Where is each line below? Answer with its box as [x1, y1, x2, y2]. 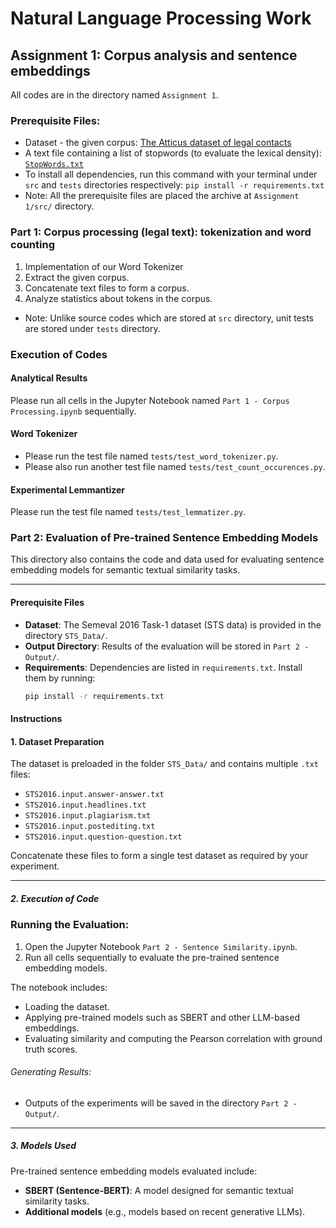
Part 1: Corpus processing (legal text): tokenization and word [10, 225, 312, 239]
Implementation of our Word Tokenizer [24, 260, 184, 272]
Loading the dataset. [24, 1000, 110, 1012]
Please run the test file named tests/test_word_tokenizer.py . [24, 450, 279, 462]
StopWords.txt [24, 160, 84, 170]
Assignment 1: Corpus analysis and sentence [10, 47, 298, 64]
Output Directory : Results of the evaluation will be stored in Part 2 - [24, 640, 310, 652]
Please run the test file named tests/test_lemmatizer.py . [10, 506, 247, 518]
